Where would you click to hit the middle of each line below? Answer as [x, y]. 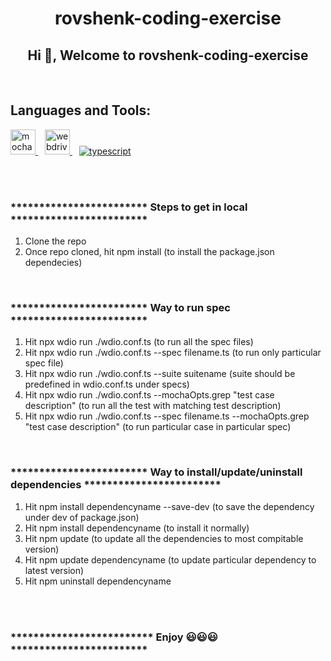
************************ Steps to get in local [129, 207]
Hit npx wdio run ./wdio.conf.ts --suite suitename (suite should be [160, 374]
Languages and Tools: [81, 110]
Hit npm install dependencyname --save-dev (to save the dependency [169, 506]
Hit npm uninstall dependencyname [98, 581]
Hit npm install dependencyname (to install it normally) [137, 528]
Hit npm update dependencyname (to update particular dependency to [170, 559]
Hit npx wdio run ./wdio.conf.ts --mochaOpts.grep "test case [149, 395]
